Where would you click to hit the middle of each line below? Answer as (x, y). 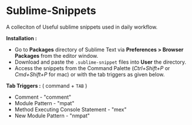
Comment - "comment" (43, 97)
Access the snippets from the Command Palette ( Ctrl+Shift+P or (92, 68)
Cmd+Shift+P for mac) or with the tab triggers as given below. (90, 74)
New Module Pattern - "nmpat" (52, 116)
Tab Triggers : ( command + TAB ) (47, 85)
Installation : (21, 38)
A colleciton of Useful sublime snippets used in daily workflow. (82, 27)
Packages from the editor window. (56, 55)
